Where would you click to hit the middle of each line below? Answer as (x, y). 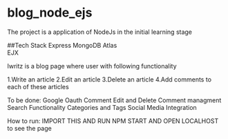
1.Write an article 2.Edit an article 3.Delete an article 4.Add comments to (110, 79)
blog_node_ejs (50, 13)
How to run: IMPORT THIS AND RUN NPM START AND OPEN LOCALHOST (113, 121)
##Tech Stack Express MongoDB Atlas (62, 45)
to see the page (29, 128)
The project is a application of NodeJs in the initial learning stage (99, 32)
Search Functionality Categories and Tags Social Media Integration (102, 107)
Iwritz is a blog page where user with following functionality (92, 66)
